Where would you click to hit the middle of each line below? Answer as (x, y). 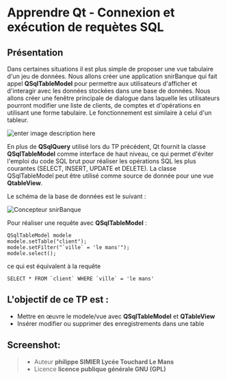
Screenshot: (34, 345)
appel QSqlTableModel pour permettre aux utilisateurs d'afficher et (102, 83)
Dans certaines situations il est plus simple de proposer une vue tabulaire (110, 69)
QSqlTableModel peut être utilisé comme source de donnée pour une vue (110, 176)
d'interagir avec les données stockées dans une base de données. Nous (109, 91)
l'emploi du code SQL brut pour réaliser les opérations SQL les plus (102, 161)
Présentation (35, 52)
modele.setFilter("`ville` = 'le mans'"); (68, 248)
